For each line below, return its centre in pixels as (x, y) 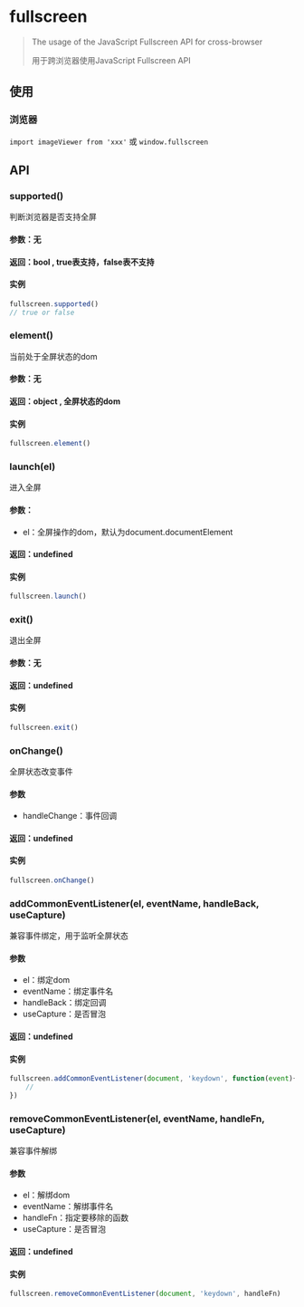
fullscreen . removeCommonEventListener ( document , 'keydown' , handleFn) (145, 1294)
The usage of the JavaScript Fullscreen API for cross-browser (147, 42)
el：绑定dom (46, 980)
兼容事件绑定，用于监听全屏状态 (69, 936)
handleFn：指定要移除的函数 (76, 1218)
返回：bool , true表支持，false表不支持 (82, 262)
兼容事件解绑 (33, 1151)
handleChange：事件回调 (70, 816)
